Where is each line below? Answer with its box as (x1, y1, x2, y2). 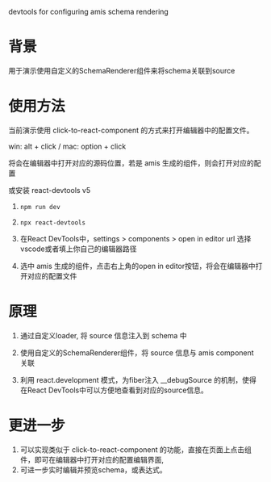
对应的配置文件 (27, 270, 77, 281)
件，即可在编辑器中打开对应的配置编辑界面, (19, 455, 164, 464)
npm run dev (19, 203, 60, 211)
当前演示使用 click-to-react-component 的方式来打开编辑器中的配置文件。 (8, 125, 254, 135)
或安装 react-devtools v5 (8, 185, 91, 195)
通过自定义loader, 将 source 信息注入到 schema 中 (19, 330, 187, 340)
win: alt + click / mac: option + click (8, 141, 127, 151)
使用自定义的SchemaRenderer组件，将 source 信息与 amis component (19, 347, 254, 358)
